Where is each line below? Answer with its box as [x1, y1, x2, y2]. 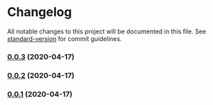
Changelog [7, 4, 72, 20]
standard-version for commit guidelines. [7, 34, 122, 42]
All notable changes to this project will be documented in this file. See [7, 27, 207, 35]
